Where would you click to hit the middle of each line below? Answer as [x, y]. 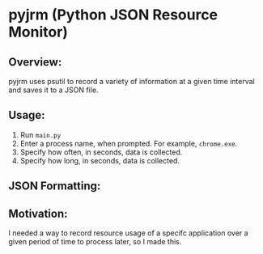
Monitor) [38, 32]
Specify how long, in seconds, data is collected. [100, 160]
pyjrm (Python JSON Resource [113, 15]
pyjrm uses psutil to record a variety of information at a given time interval [131, 81]
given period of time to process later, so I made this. [95, 242]
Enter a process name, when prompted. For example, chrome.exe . [129, 143]
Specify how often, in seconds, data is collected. [101, 152]
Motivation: [38, 213]
